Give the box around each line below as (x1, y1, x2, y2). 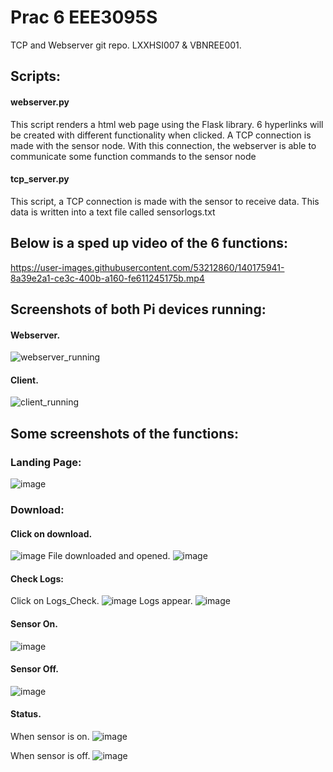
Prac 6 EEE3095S (10, 6, 158, 29)
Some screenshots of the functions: (10, 425, 239, 442)
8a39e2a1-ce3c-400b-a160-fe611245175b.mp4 (10, 272, 205, 284)
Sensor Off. (10, 663, 59, 675)
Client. (10, 374, 39, 386)
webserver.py (10, 96, 70, 108)
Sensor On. (10, 617, 58, 630)
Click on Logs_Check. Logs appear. (10, 595, 193, 607)
